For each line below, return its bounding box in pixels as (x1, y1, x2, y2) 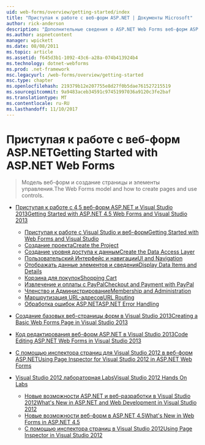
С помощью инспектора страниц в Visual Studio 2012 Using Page (24, 425, 193, 433)
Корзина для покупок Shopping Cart (24, 274, 117, 282)
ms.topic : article (6, 49, 53, 55)
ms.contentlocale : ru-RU (6, 100, 70, 106)
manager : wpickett (6, 37, 53, 44)
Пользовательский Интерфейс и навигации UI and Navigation (24, 255, 183, 262)
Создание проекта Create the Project (24, 242, 119, 249)
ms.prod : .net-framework (6, 66, 70, 72)
